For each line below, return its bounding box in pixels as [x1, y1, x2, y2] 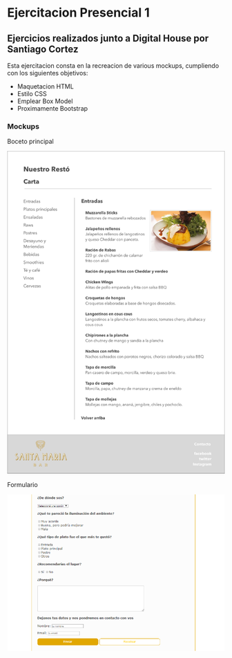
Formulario [7, 481, 38, 489]
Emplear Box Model [17, 97, 73, 105]
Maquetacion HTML [17, 82, 74, 91]
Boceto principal [7, 137, 54, 146]
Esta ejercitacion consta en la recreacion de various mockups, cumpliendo [7, 62, 220, 70]
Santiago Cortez [7, 43, 79, 55]
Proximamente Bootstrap [17, 104, 88, 112]
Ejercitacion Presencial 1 [7, 5, 150, 21]
